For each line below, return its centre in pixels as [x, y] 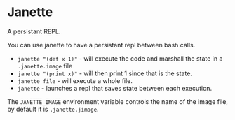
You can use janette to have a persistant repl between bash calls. [101, 45]
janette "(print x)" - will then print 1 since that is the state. [105, 73]
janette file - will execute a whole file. [75, 80]
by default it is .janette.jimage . [53, 109]
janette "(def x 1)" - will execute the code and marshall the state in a [120, 58]
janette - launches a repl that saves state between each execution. [115, 88]
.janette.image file [45, 66]
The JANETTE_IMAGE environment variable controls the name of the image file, [117, 101]
